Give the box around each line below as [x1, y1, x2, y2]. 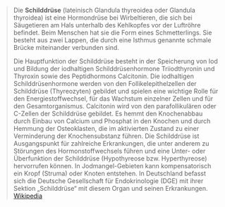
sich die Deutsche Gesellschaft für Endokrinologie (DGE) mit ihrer [13, 177, 204, 185]
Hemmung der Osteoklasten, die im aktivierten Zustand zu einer [13, 125, 200, 132]
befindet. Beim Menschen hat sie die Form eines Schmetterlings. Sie [13, 28, 212, 37]
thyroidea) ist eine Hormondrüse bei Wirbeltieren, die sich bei [13, 13, 193, 22]
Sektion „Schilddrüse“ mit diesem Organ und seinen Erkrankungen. [13, 184, 208, 192]
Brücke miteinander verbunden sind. [13, 44, 119, 51]
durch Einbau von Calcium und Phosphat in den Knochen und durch [13, 117, 211, 125]
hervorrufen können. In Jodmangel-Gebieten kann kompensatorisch [13, 162, 212, 170]
